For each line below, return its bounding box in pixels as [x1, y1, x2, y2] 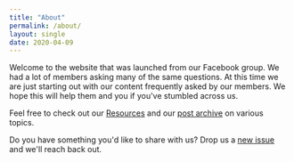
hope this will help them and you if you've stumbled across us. [9, 91, 239, 101]
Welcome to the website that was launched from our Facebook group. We [9, 62, 280, 73]
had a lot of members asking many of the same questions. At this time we [9, 72, 279, 83]
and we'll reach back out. [9, 144, 102, 155]
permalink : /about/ [9, 21, 82, 30]
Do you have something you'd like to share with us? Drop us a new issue [9, 134, 275, 145]
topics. [9, 117, 35, 128]
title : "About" [9, 12, 66, 22]
